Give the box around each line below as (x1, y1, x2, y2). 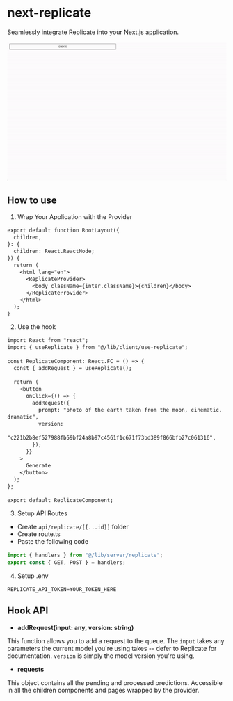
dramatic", (7, 413, 39, 420)
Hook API (7, 605, 49, 617)
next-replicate (7, 5, 92, 21)
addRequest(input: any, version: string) (17, 623, 134, 631)
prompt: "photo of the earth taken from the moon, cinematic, (38, 406, 223, 413)
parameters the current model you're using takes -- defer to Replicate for (7, 644, 217, 652)
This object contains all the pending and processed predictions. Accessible (7, 678, 223, 686)
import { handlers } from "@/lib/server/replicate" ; (7, 551, 163, 558)
